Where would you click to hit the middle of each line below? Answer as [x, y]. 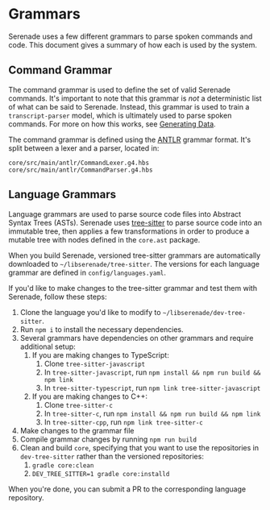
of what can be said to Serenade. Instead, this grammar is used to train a [129, 106]
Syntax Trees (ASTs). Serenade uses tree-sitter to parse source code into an [135, 222]
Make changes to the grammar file [77, 430]
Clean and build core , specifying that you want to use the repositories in [139, 447]
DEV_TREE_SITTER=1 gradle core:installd [101, 474]
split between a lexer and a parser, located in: [84, 148]
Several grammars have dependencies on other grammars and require [137, 338]
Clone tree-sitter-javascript [95, 363]
